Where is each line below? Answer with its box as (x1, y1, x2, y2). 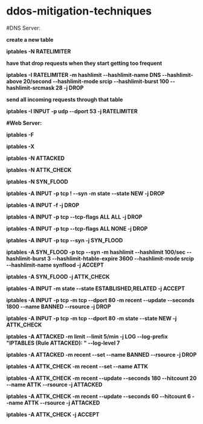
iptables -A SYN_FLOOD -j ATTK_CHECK (6, 273, 110, 280)
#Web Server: (6, 119, 42, 127)
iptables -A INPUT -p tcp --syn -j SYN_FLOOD (6, 236, 123, 243)
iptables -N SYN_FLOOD (6, 177, 68, 185)
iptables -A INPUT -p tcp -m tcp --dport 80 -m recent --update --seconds (6, 296, 195, 303)
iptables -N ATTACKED (6, 154, 65, 162)
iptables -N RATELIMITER (6, 47, 71, 55)
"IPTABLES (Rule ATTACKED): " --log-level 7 (6, 339, 120, 346)
